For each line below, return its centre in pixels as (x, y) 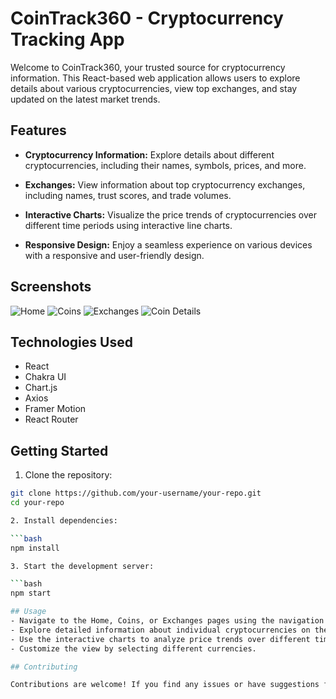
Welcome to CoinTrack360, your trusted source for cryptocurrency (148, 67)
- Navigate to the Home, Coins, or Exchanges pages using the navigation (167, 621)
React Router (51, 419)
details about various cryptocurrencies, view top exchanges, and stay (154, 88)
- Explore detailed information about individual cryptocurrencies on (160, 630)
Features (38, 130)
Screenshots (51, 287)
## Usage (28, 612)
